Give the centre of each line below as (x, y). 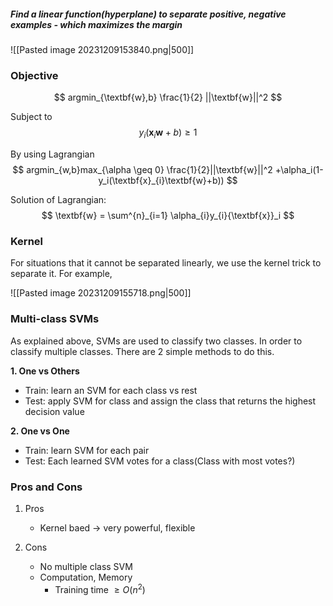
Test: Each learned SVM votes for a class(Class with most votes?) (160, 461)
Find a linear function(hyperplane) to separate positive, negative (148, 14)
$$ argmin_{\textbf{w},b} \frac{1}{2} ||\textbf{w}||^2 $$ (168, 97)
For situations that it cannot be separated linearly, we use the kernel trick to (166, 263)
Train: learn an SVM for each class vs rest (111, 390)
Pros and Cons (46, 487)
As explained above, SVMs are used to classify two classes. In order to (156, 341)
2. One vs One (40, 431)
